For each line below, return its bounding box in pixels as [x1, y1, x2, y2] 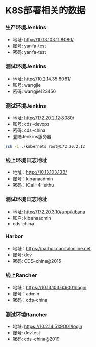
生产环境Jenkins [5, 24, 47, 31]
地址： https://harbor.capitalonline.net [12, 245, 91, 251]
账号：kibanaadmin [12, 176, 53, 182]
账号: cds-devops [12, 121, 50, 127]
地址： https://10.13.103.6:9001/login [12, 285, 87, 291]
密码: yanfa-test [12, 49, 46, 55]
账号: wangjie [12, 82, 41, 88]
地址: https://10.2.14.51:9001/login [12, 323, 83, 330]
